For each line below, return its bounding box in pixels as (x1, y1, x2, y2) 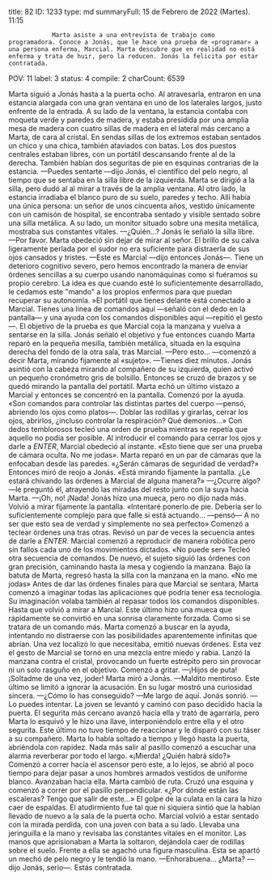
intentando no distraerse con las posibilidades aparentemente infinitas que (8, 631, 257, 640)
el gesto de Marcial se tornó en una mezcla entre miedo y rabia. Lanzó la (8, 648, 251, 658)
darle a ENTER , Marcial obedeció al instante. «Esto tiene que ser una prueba (8, 442, 263, 451)
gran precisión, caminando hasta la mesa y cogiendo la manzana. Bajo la (8, 562, 252, 571)
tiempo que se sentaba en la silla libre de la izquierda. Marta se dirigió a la (8, 176, 255, 184)
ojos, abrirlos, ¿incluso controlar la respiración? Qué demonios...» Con (8, 416, 243, 425)
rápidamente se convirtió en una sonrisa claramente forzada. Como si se (8, 614, 251, 623)
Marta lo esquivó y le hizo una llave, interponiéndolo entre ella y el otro (8, 717, 244, 726)
